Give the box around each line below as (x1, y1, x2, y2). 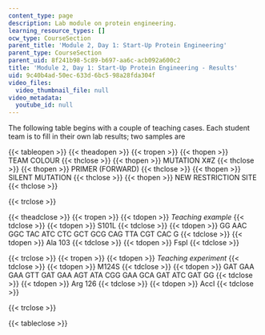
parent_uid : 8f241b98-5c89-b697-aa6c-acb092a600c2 (8, 57, 181, 65)
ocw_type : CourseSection (8, 34, 91, 42)
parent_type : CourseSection (8, 49, 102, 57)
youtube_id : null (15, 101, 74, 109)
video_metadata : (8, 94, 62, 102)
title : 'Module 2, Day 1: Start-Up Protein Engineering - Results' (8, 64, 239, 72)
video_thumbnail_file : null (15, 86, 110, 95)
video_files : (8, 79, 52, 87)
